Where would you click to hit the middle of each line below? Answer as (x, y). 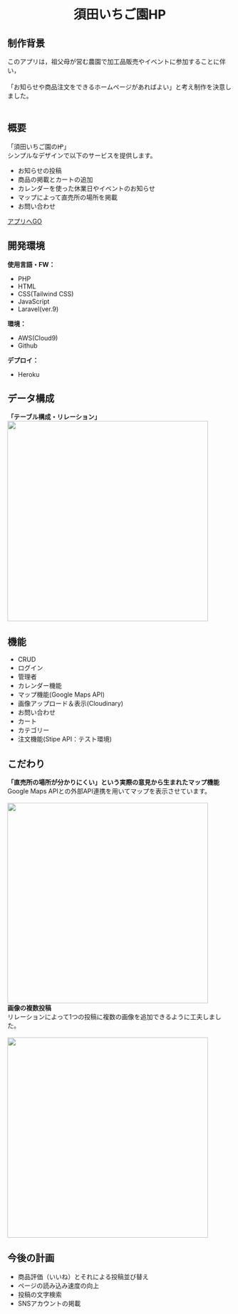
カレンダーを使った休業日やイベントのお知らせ (86, 188)
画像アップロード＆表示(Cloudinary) (70, 704)
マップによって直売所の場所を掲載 (67, 197)
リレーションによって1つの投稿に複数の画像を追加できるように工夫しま (112, 1017)
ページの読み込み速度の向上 (58, 1286)
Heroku (29, 374)
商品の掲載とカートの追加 (55, 179)
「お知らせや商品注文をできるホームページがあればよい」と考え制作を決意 (117, 87)
